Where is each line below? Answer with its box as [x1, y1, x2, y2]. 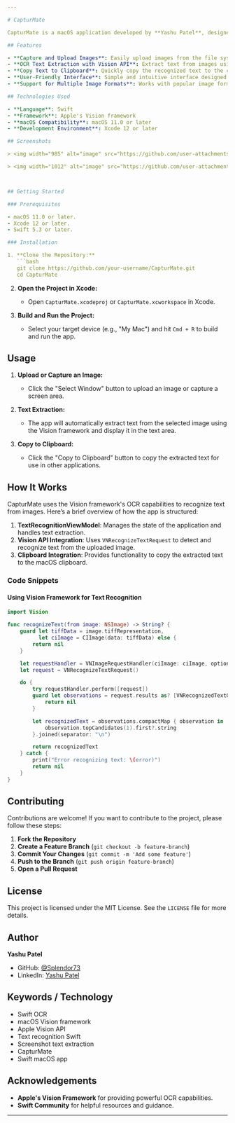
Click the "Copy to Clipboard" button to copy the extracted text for [27, 453, 220, 462]
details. [7, 911, 29, 920]
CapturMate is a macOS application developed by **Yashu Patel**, [7, 29, 205, 36]
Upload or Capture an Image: [17, 371, 104, 379]
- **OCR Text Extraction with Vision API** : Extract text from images [7, 61, 218, 68]
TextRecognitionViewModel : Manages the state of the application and [17, 521, 222, 530]
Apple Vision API [17, 1024, 66, 1033]
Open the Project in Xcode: [17, 284, 98, 292]
